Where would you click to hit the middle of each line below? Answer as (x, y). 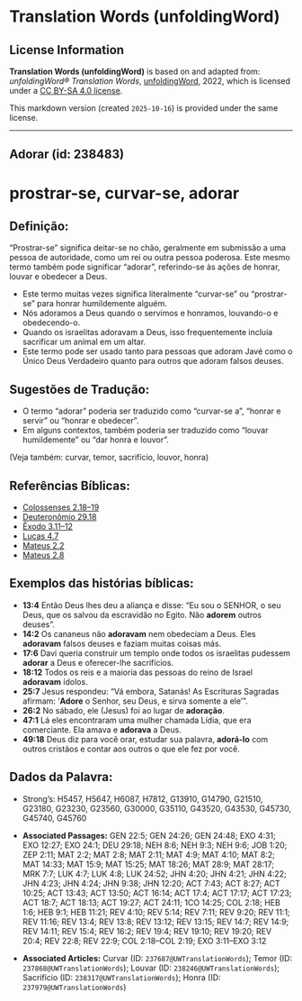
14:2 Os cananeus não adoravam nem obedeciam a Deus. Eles (139, 633)
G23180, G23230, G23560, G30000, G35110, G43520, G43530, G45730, (157, 808)
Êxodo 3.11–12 (48, 527)
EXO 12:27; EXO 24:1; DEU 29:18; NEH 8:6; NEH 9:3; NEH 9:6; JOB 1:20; (155, 845)
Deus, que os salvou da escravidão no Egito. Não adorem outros (142, 614)
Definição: (39, 226)
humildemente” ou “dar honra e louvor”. (95, 440)
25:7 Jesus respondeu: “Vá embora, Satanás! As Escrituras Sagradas (151, 691)
